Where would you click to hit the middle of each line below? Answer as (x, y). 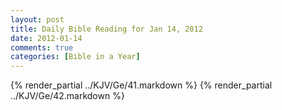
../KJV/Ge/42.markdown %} (67, 96)
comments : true (42, 47)
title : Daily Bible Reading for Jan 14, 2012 (106, 29)
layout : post (37, 19)
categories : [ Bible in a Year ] (75, 57)
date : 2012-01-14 (46, 38)
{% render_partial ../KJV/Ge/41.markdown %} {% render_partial (141, 85)
